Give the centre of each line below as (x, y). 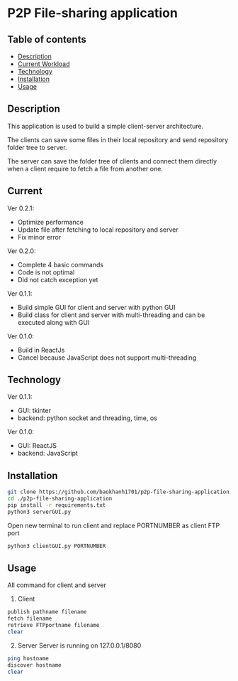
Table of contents (47, 39)
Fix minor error (39, 237)
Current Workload (44, 64)
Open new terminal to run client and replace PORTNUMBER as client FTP (114, 525)
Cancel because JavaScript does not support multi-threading (107, 358)
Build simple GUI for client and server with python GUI (96, 307)
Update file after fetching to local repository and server (98, 230)
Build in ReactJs (41, 350)
